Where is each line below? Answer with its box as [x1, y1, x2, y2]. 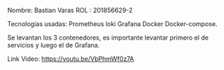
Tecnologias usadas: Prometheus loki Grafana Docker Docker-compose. [7, 20, 218, 28]
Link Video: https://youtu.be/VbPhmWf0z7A [7, 54, 134, 63]
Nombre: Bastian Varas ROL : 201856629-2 [7, 6, 133, 14]
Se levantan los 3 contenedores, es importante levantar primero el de [7, 33, 209, 42]
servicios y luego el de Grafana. [7, 41, 100, 49]
